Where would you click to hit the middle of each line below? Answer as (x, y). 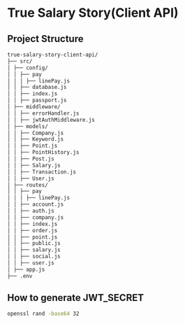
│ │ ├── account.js (36, 204)
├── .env (20, 276)
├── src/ (20, 61)
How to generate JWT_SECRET (76, 298)
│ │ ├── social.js (34, 257)
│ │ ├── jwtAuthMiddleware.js (51, 120)
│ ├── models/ (28, 126)
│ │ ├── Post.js (31, 159)
